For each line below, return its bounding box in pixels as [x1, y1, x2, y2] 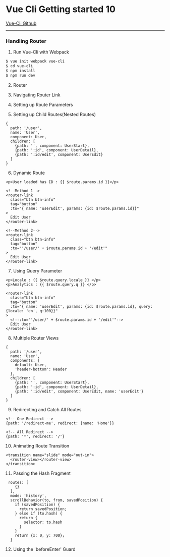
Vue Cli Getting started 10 [6, 4, 116, 15]
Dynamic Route [13, 170, 45, 176]
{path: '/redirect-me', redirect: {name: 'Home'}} [6, 420, 115, 426]
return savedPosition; [19, 506, 67, 512]
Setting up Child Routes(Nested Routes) [13, 111, 96, 117]
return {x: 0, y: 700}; [15, 533, 65, 538]
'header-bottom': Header [15, 367, 67, 372]
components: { [10, 358, 40, 363]
